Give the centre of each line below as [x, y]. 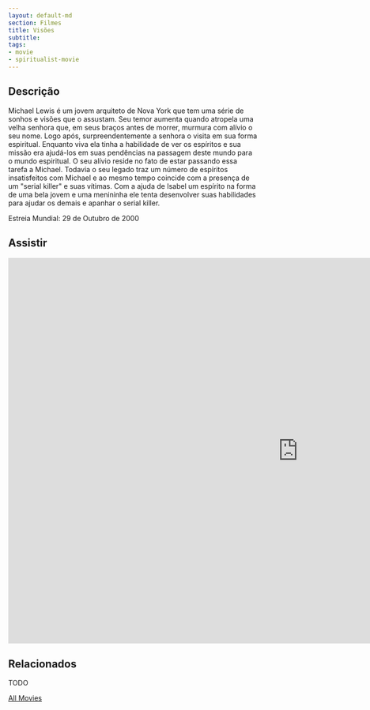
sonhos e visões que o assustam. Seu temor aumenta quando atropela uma [131, 118]
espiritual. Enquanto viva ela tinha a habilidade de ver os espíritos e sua [125, 144]
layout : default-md [40, 15]
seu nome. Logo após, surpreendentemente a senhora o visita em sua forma [133, 136]
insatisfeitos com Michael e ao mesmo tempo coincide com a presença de [129, 178]
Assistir [28, 243]
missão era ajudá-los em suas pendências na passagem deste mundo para [130, 152]
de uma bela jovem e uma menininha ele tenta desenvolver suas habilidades [132, 194]
